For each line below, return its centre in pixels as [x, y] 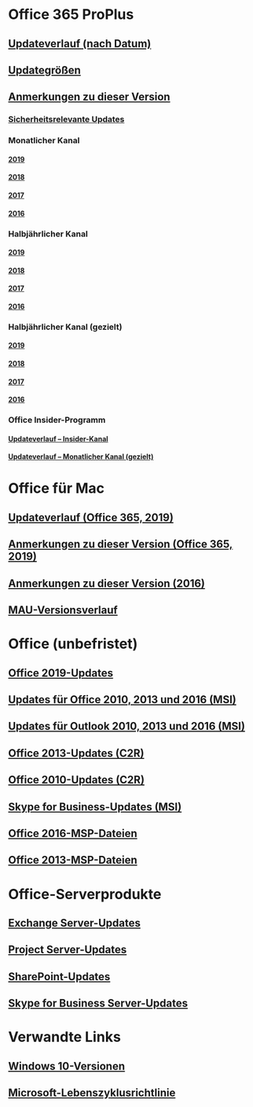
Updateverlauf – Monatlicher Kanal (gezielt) [81, 457]
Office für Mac [56, 489]
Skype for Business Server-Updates [98, 1003]
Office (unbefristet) [73, 644]
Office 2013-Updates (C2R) [76, 753]
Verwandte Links [65, 1037]
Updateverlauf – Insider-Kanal [58, 439]
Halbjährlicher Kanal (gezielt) [65, 327]
